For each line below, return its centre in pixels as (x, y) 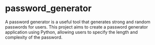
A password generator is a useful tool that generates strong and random (78, 22)
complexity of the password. (34, 37)
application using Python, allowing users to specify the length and (71, 32)
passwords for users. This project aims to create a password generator (77, 27)
